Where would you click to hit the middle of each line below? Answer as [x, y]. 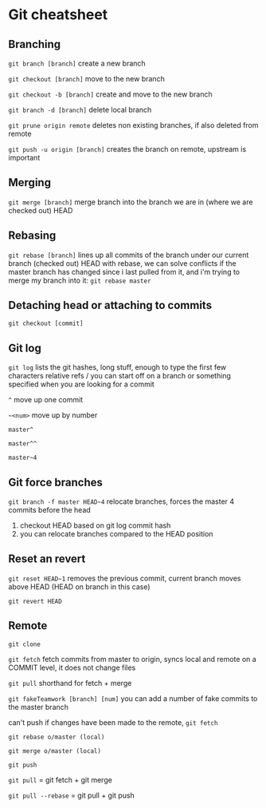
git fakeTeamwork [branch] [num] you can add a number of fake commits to [133, 698]
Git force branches [56, 482]
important [24, 158]
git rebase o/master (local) [57, 737]
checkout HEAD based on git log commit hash [95, 525]
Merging [30, 182]
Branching [35, 44]
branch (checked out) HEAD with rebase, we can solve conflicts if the [122, 263]
